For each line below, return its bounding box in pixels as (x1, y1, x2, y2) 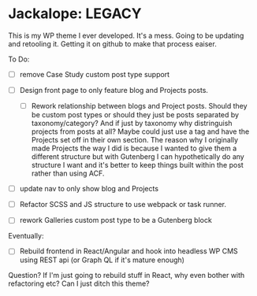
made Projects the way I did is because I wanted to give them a (31, 143, 237, 154)
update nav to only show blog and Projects (19, 184, 159, 194)
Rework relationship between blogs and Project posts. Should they (31, 102, 248, 111)
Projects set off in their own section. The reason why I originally (31, 135, 239, 145)
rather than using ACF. (31, 168, 105, 178)
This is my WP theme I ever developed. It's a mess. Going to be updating (8, 31, 244, 40)
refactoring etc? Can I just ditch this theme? (8, 279, 150, 288)
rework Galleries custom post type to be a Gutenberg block (19, 216, 213, 225)
